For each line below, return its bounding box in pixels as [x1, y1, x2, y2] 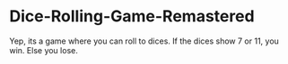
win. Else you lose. [9, 44, 78, 55]
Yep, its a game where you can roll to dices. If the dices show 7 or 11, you [9, 36, 280, 46]
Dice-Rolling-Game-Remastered [9, 6, 255, 27]
